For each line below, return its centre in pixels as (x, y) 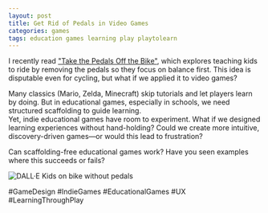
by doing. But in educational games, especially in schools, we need (119, 102)
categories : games (39, 31)
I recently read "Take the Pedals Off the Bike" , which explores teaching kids (133, 61)
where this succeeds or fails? (57, 161)
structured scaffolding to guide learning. (75, 111)
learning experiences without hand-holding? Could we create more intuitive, (134, 128)
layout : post (30, 16)
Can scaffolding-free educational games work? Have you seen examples (128, 152)
